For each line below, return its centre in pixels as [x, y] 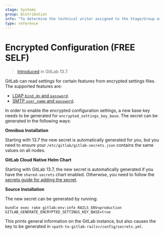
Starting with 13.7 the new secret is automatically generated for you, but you [82, 140]
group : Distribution [26, 14]
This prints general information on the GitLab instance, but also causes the [81, 221]
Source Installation [25, 189]
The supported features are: [34, 86]
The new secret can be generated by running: [52, 199]
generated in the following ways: [38, 121]
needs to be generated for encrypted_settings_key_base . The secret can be [82, 116]
